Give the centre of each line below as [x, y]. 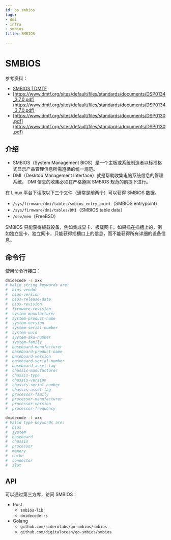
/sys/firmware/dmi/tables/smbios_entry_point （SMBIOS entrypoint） [86, 203]
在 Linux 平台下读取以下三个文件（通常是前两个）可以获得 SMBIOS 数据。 [82, 193]
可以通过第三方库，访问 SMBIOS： [41, 494]
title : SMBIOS [20, 34]
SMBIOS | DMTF [30, 88]
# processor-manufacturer [34, 399]
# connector [19, 460]
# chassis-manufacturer [32, 371]
